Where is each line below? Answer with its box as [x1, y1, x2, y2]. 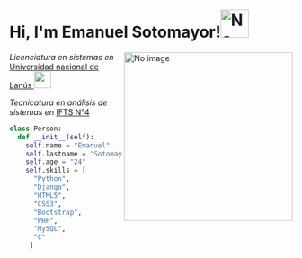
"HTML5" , [32, 191, 67, 200]
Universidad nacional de [9, 61, 99, 72]
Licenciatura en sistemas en [9, 51, 114, 62]
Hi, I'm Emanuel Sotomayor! [9, 22, 222, 42]
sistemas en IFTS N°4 [9, 106, 90, 117]
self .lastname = [25, 149, 87, 158]
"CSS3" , [32, 199, 63, 209]
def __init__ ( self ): [17, 132, 94, 141]
